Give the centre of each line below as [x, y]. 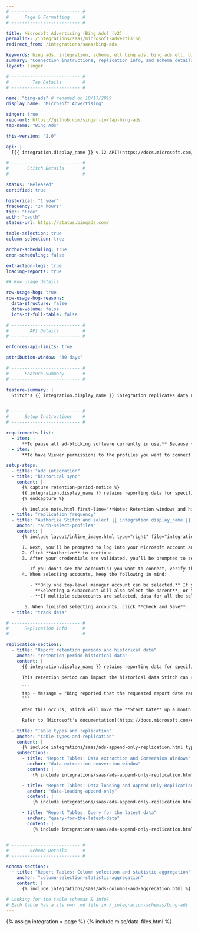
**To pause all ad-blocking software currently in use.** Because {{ [109, 444]
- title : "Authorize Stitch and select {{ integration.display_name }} [101, 520]
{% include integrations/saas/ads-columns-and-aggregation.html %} [106, 888]
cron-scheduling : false [35, 255]
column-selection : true [35, 239]
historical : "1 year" [33, 201]
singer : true [22, 115]
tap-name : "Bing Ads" [33, 125]
